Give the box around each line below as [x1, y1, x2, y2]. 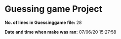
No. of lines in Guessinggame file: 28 [4, 19, 82, 25]
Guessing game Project [4, 3, 102, 15]
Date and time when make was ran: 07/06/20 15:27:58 [4, 29, 117, 35]
